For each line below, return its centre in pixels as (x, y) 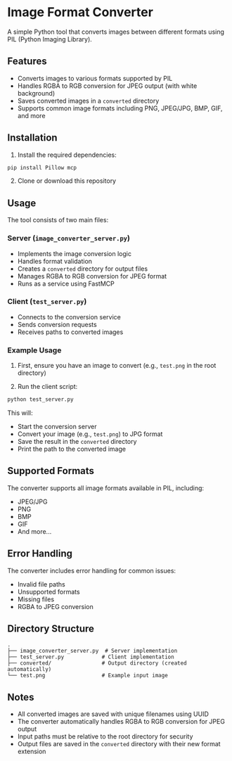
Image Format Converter (80, 12)
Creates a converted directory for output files (83, 269)
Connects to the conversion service (69, 316)
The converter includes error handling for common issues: (92, 570)
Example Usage (34, 350)
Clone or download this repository (67, 181)
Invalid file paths (41, 584)
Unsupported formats (49, 591)
